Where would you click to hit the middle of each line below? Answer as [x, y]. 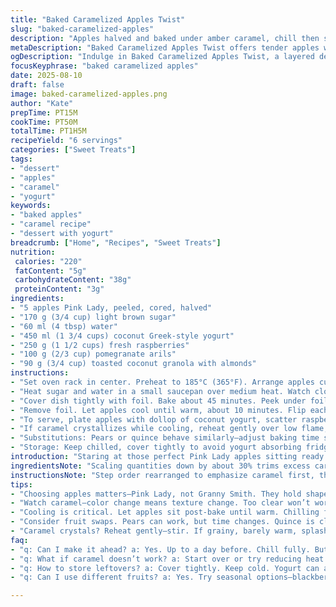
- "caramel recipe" [51, 224]
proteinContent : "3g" [59, 289]
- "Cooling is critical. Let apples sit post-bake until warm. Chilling [165, 512]
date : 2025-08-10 [46, 76]
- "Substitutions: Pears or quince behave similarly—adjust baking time [165, 438]
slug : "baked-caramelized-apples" [82, 29]
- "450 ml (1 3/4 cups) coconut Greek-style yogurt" [122, 336]
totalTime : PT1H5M [48, 131]
